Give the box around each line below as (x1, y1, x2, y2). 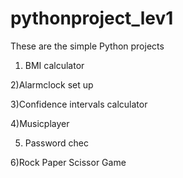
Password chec (24, 137, 89, 149)
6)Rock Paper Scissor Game (10, 156, 127, 168)
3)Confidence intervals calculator (10, 98, 148, 110)
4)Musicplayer (10, 117, 70, 129)
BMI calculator (24, 59, 85, 71)
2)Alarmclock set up (10, 78, 94, 91)
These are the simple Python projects (10, 40, 165, 52)
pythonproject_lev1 (10, 7, 174, 30)
